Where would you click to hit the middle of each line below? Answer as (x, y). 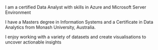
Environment (18, 12)
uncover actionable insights (33, 42)
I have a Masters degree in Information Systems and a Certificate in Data (79, 22)
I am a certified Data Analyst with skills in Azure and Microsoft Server (76, 7)
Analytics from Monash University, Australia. (50, 27)
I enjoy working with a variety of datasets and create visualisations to (76, 37)
